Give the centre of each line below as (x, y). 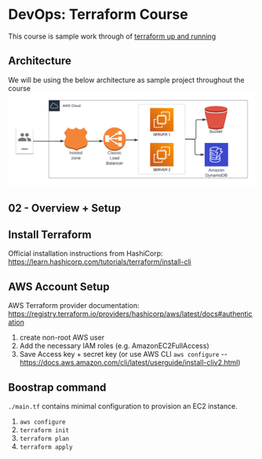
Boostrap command (57, 387)
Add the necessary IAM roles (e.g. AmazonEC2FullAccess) (114, 346)
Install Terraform (50, 235)
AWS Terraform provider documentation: (74, 306)
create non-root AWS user (62, 338)
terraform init (44, 431)
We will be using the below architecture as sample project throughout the (126, 79)
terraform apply (46, 447)
